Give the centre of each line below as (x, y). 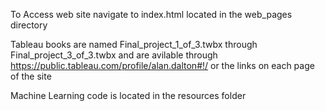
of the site (31, 76)
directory (29, 25)
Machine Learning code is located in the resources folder (128, 95)
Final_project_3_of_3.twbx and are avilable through (114, 55)
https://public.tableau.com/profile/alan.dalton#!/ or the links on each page (162, 65)
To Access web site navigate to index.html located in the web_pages (151, 14)
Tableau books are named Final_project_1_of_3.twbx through (134, 44)
